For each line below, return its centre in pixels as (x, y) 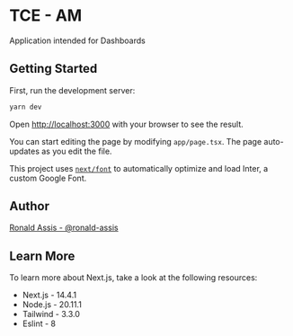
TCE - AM (46, 16)
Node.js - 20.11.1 (52, 305)
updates (25, 151)
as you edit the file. (77, 151)
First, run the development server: (72, 90)
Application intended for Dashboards (77, 40)
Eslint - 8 (39, 323)
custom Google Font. (48, 178)
